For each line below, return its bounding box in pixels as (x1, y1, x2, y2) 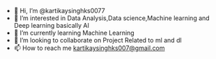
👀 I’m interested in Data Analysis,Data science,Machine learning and (13, 14, 210, 22)
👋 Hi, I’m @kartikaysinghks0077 (13, 7, 106, 15)
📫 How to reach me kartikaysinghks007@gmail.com (13, 44, 165, 52)
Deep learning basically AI (13, 22, 89, 29)
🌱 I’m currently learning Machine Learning (13, 28, 134, 37)
